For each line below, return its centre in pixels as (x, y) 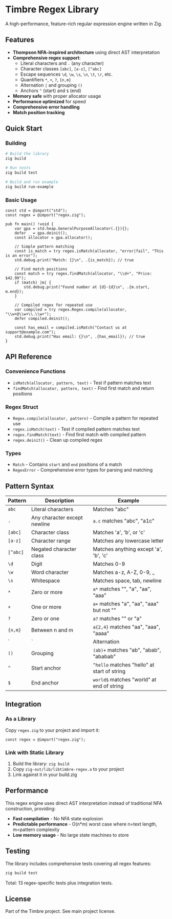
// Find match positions (41, 269)
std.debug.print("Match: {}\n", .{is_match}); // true (74, 260)
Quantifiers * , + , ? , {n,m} (46, 79)
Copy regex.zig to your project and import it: (52, 730)
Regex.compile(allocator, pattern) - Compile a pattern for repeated (85, 418)
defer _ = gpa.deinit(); (41, 233)
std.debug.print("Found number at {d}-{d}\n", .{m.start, (87, 287)
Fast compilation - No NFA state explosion (58, 818)
